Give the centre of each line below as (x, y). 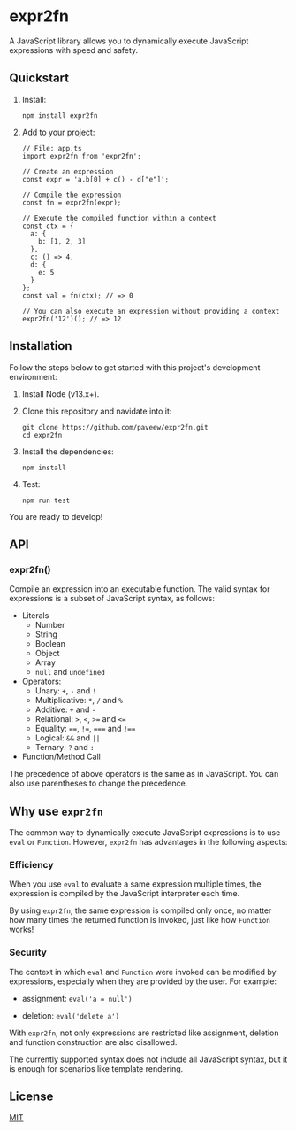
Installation (41, 346)
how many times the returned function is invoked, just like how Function (140, 920)
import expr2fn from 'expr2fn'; (81, 156)
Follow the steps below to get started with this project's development (135, 367)
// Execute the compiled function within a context (119, 218)
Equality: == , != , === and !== (85, 729)
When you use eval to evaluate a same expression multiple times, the (135, 884)
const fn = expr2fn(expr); (72, 202)
